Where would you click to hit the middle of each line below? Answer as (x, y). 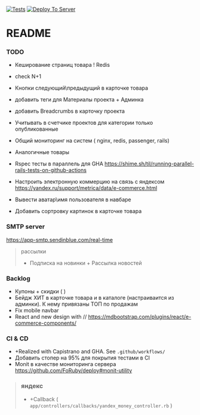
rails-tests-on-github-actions (50, 170)
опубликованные (36, 129)
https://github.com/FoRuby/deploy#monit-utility (73, 371)
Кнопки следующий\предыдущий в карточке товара (81, 88)
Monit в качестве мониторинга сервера (65, 364)
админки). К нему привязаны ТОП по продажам (76, 304)
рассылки (33, 251)
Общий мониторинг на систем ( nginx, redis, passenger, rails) (92, 141)
